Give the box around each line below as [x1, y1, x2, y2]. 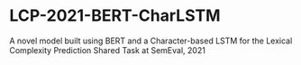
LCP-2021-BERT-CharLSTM [9, 5, 221, 26]
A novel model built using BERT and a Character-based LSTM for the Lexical [9, 35, 293, 46]
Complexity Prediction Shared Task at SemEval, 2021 [9, 44, 205, 55]
